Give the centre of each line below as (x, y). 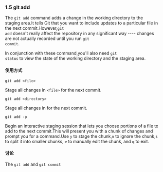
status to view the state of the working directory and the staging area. (75, 58)
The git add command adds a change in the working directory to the (74, 18)
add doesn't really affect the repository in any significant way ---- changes (80, 34)
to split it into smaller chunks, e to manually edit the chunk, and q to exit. (77, 141)
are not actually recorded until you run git (47, 38)
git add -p (16, 117)
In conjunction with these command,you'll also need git (61, 53)
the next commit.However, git (35, 28)
